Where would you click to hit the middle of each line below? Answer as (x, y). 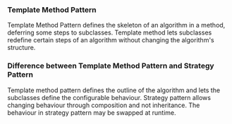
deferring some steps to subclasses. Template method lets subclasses (110, 32)
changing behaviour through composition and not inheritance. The (104, 105)
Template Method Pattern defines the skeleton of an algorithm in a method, (116, 25)
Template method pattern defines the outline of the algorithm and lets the (114, 90)
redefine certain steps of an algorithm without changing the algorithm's (111, 40)
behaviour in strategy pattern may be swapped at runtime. (92, 112)
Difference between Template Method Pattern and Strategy (111, 66)
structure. (22, 48)
